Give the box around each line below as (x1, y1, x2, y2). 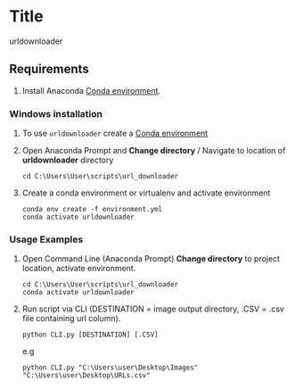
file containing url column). (21, 313, 121, 324)
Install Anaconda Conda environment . (21, 85, 161, 95)
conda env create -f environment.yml (21, 205, 163, 214)
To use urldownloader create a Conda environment (21, 128, 209, 139)
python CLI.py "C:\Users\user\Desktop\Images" (21, 363, 199, 372)
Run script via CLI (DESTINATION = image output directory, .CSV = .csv (21, 303, 285, 314)
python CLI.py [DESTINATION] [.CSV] (21, 330, 159, 340)
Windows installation (9, 107, 103, 120)
